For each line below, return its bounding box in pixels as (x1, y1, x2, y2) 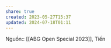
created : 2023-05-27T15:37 (5, 14, 71, 20)
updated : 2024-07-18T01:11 (5, 19, 71, 25)
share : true (5, 8, 34, 15)
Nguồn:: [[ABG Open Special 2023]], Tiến (5, 36, 106, 43)
